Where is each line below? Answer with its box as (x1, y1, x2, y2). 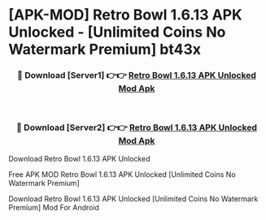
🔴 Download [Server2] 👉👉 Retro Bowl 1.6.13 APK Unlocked (15, 122, 258, 133)
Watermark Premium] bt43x (8, 41, 202, 58)
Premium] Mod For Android (8, 202, 100, 212)
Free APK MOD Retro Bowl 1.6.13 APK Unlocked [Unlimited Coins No (8, 169, 236, 179)
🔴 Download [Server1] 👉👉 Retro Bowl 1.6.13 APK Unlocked (17, 70, 256, 81)
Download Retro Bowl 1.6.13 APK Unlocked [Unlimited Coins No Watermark (8, 193, 259, 204)
